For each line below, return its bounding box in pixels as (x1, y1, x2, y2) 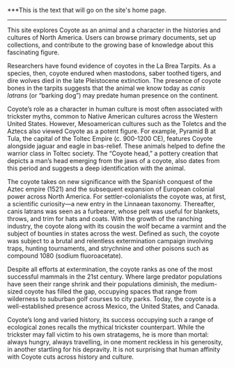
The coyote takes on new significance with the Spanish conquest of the (7, 178, 213, 185)
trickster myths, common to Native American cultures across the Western (7, 112, 218, 121)
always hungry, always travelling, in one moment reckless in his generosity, (7, 338, 224, 346)
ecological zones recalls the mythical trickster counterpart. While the (7, 323, 205, 331)
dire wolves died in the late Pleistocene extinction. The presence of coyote (7, 77, 221, 84)
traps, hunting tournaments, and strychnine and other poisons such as (7, 244, 209, 252)
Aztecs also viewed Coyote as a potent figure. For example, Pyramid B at (7, 127, 216, 135)
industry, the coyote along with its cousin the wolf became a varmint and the (7, 222, 226, 230)
